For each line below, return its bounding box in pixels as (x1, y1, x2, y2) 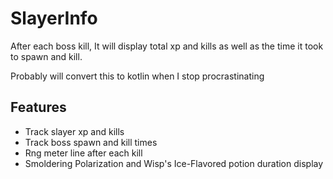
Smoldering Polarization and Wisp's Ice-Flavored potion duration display (24, 157, 324, 169)
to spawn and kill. (10, 50, 83, 62)
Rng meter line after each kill (24, 147, 143, 159)
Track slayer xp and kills (24, 125, 125, 137)
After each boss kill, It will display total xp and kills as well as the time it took (10, 40, 324, 52)
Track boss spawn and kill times (24, 136, 158, 148)
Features (10, 99, 67, 116)
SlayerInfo (10, 7, 98, 30)
